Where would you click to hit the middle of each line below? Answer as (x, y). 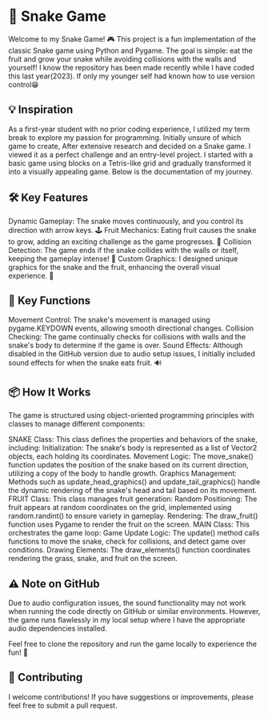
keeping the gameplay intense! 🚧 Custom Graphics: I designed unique (123, 259)
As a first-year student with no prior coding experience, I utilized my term (129, 129)
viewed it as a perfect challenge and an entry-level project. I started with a (131, 154)
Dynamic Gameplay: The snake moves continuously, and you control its (126, 221)
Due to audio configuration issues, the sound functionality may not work (127, 603)
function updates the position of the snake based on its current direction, (129, 465)
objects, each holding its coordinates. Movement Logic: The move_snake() (131, 456)
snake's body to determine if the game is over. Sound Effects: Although (126, 345)
